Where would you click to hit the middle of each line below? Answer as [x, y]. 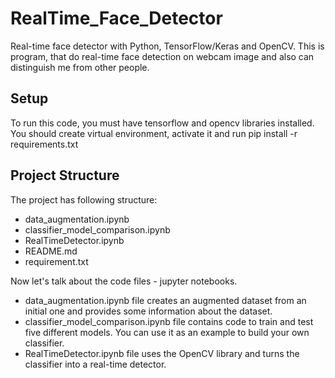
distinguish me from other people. [80, 67]
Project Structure [65, 175]
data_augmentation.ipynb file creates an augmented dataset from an [165, 300]
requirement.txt [56, 261]
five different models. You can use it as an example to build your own [167, 332]
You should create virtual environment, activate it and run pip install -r [154, 133]
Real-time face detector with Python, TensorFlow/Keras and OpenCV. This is [167, 46]
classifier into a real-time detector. [95, 364]
